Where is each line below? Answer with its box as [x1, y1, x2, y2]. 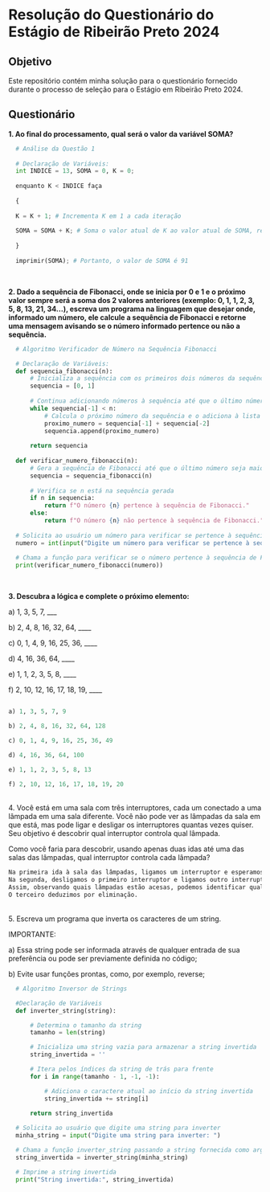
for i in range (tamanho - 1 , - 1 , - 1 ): [29, 1072, 160, 1080]
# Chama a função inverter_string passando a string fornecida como [15, 1146, 250, 1154]
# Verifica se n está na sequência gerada [29, 486, 174, 495]
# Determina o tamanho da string [29, 1021, 142, 1030]
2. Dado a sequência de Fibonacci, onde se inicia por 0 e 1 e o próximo [8, 287, 247, 297]
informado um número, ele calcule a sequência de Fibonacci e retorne [8, 312, 247, 322]
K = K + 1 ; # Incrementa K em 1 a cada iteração [15, 211, 182, 220]
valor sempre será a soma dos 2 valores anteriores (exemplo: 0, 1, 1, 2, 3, [8, 295, 255, 305]
